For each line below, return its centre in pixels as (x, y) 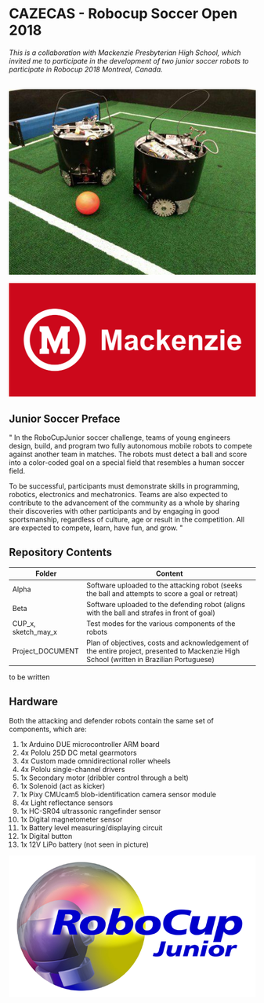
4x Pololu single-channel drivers (72, 769)
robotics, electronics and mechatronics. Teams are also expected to (118, 495)
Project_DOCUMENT (45, 651)
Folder (46, 573)
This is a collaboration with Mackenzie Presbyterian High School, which (125, 53)
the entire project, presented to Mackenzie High (163, 651)
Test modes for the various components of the (161, 624)
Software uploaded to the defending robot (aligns (166, 604)
